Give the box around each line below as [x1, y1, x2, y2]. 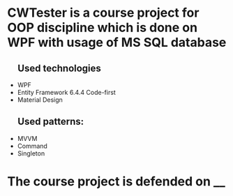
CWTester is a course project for [7, 5, 200, 21]
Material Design [17, 96, 63, 104]
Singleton [17, 149, 45, 158]
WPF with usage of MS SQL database [7, 35, 227, 50]
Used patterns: [17, 116, 84, 128]
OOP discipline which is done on [7, 20, 197, 36]
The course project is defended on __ [7, 174, 225, 189]
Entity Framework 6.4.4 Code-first [17, 89, 116, 96]
